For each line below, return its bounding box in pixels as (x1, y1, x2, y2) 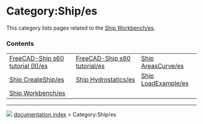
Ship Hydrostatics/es (76, 76, 135, 84)
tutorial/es (76, 62, 105, 70)
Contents (6, 39, 34, 48)
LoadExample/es (141, 79, 189, 88)
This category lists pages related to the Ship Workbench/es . (6, 24, 156, 31)
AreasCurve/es (141, 62, 184, 70)
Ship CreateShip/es (9, 76, 65, 84)
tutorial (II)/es (9, 62, 48, 70)
